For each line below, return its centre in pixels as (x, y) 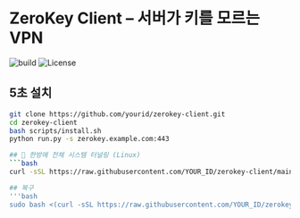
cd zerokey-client (43, 122)
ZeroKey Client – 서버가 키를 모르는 (135, 18)
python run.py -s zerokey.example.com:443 (89, 139)
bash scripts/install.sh (55, 130)
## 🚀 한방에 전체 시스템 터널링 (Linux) (75, 155)
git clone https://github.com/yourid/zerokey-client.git (117, 114)
